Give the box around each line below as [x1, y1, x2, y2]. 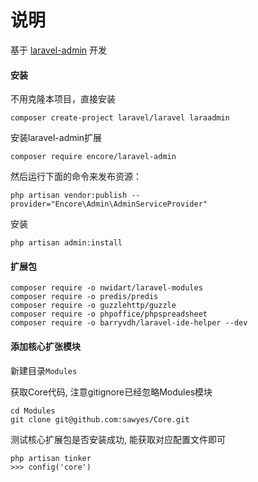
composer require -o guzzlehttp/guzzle [10, 301, 177, 311]
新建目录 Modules [10, 364, 78, 376]
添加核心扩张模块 [10, 340, 81, 352]
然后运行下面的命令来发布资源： [10, 171, 142, 183]
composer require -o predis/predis [10, 292, 159, 302]
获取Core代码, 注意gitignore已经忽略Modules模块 [10, 386, 213, 398]
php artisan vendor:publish [10, 191, 128, 201]
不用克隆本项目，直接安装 [10, 93, 116, 105]
